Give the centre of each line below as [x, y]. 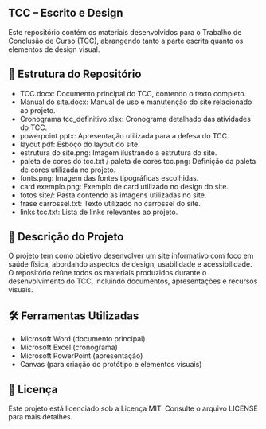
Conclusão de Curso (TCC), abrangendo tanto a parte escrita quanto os [126, 41]
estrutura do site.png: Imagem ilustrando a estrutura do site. [118, 152]
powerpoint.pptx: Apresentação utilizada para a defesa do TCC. [124, 135]
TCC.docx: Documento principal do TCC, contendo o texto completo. [133, 93]
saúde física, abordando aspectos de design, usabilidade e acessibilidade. [130, 264]
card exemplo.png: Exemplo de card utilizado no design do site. [124, 186]
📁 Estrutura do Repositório [75, 74]
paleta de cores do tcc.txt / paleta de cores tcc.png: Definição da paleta [138, 161]
